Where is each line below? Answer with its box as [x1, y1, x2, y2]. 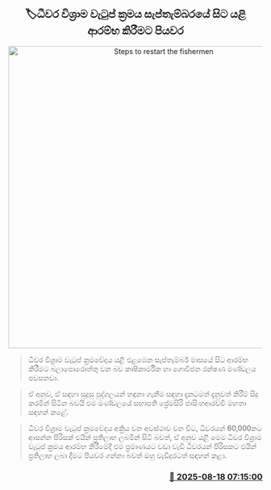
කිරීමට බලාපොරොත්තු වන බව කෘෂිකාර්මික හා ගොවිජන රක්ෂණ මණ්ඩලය [27, 363, 256, 373]
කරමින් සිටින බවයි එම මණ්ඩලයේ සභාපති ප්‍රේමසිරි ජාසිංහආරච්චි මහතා [27, 398, 247, 408]
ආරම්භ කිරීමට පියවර [87, 24, 184, 38]
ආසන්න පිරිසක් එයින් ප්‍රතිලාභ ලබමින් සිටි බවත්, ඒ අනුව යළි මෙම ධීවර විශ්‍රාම [27, 432, 262, 442]
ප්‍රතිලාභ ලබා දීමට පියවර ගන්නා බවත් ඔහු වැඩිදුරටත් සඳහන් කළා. [27, 451, 227, 460]
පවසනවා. [27, 372, 59, 382]
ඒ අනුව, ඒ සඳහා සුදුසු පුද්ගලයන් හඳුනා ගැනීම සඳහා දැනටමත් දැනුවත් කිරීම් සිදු [27, 388, 259, 398]
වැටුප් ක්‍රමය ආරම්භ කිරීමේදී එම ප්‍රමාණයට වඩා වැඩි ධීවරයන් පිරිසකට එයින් [27, 441, 256, 451]
